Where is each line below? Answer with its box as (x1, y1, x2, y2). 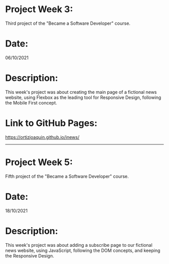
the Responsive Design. (5, 252, 54, 258)
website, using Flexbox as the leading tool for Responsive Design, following (5, 94, 161, 100)
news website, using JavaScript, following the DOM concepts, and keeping (5, 247, 160, 253)
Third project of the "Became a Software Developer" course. (5, 20, 131, 26)
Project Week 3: (5, 4, 73, 15)
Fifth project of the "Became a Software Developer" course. (5, 173, 129, 179)
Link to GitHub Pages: (5, 118, 98, 129)
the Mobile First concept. (5, 99, 57, 105)
